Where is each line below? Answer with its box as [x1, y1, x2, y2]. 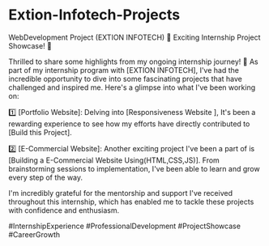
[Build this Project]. [8, 127, 73, 137]
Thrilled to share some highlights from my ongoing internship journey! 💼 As [8, 57, 258, 66]
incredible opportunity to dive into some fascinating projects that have [8, 74, 243, 83]
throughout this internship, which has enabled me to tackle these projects [8, 197, 254, 206]
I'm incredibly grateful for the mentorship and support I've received [8, 188, 233, 197]
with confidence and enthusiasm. [8, 205, 120, 215]
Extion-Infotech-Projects [8, 6, 181, 24]
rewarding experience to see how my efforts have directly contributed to [8, 119, 250, 129]
